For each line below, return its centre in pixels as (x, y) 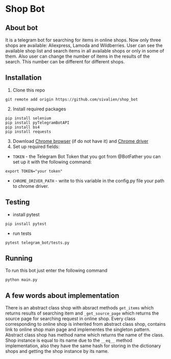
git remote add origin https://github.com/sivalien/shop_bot (72, 99)
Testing (18, 202)
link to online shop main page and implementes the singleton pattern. (78, 329)
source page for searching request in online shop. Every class (70, 319)
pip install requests (28, 131)
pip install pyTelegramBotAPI (38, 123)
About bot (22, 28)
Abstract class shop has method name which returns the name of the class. (85, 335)
